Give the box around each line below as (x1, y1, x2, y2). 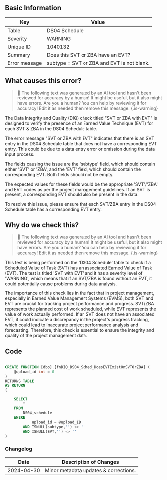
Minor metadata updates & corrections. (44, 467, 136, 474)
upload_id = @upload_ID (31, 420, 81, 425)
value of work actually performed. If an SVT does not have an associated (5, 311, 155, 317)
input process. (5, 151, 35, 157)
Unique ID (7, 43, 31, 50)
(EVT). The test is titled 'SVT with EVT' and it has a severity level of (5, 270, 143, 276)
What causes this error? (5, 77, 82, 85)
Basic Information (5, 4, 62, 12)
